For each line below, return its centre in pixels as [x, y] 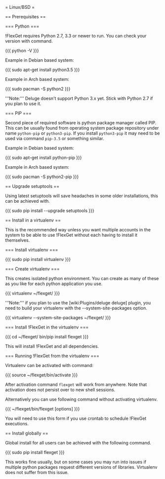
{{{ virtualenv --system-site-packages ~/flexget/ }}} [58, 317]
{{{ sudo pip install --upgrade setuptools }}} [50, 211]
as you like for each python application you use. [54, 284]
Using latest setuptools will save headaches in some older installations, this [82, 196]
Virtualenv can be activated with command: [49, 365]
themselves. [18, 240]
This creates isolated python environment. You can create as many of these [82, 278]
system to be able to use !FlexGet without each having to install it [71, 235]
